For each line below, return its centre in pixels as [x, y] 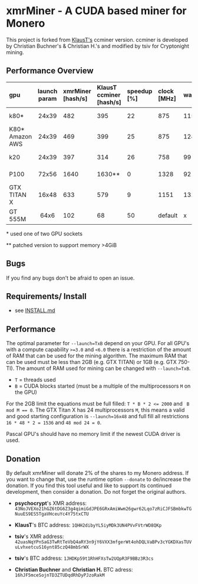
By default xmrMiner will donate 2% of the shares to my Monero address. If [98, 473]
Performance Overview [50, 71]
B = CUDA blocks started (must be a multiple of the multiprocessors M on [103, 386]
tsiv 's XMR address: [39, 536]
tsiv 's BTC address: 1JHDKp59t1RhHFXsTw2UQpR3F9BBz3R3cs [84, 558]
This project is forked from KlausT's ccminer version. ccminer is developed [97, 40]
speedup [140, 91]
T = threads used [35, 380]
